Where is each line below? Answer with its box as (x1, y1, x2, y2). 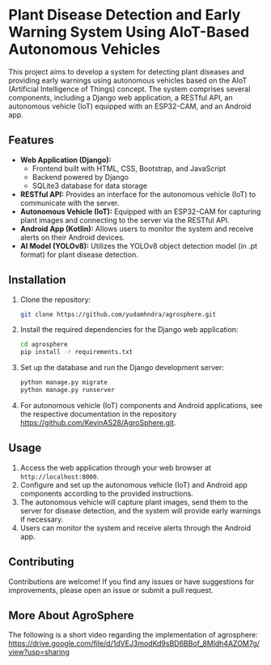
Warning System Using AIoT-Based (8, 23, 250, 41)
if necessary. (19, 514, 64, 524)
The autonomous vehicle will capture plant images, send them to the (19, 497, 248, 507)
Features (8, 134, 54, 147)
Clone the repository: (19, 294, 91, 305)
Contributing (8, 555, 74, 569)
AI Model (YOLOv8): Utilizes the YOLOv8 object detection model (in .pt (19, 241, 257, 250)
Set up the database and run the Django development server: (19, 363, 225, 373)
